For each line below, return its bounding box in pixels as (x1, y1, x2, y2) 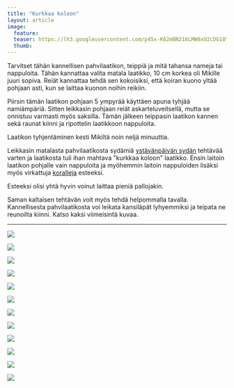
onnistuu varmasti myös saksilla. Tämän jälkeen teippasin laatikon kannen (7, 112, 218, 120)
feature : (13, 29, 39, 37)
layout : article (7, 17, 54, 24)
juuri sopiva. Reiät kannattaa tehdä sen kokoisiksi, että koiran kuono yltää (7, 76, 217, 84)
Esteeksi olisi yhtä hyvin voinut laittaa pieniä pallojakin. (7, 182, 164, 190)
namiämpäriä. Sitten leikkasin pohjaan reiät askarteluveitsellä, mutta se (7, 105, 210, 113)
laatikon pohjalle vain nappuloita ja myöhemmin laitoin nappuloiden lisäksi (7, 161, 218, 169)
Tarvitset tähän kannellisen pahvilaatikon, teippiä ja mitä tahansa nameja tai (7, 62, 223, 70)
